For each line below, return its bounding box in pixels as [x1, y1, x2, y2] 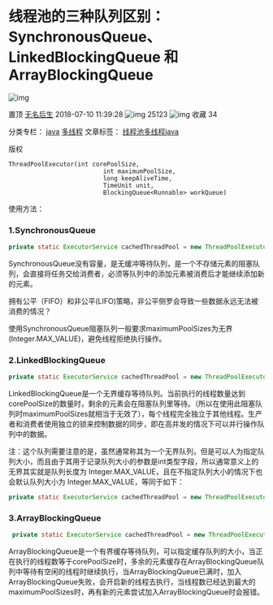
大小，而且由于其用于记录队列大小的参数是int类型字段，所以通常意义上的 [15, 456, 259, 467]
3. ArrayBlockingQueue [8, 512, 102, 524]
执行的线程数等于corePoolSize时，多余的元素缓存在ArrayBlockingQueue [15, 557, 258, 567]
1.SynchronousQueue [8, 224, 96, 236]
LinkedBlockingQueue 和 [8, 48, 179, 67]
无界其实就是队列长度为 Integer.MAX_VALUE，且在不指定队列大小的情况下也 [8, 467, 262, 477]
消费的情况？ [8, 306, 51, 317]
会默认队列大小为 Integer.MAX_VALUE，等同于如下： [8, 477, 184, 487]
